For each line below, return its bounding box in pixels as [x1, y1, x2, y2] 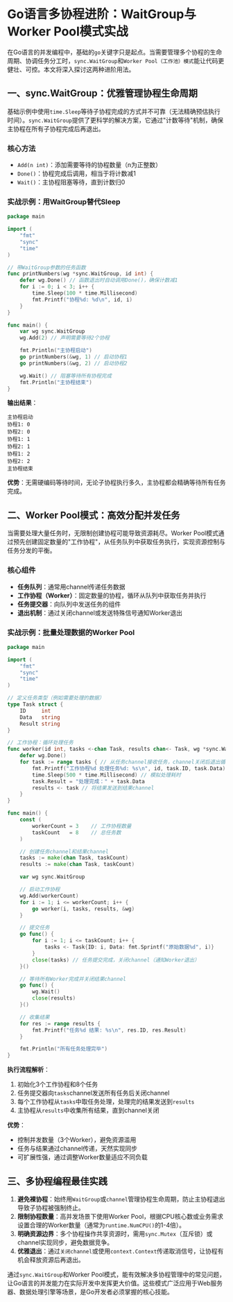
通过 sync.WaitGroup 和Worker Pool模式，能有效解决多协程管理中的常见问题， [7, 1270, 225, 1278]
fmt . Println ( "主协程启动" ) [19, 347, 92, 354]
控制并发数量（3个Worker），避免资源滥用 [17, 1136, 137, 1144]
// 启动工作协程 [19, 886, 60, 893]
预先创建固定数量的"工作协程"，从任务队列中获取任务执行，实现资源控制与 [12, 538, 226, 546]
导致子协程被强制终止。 [17, 1204, 85, 1212]
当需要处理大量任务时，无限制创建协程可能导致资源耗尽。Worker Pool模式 [7, 529, 218, 537]
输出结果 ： [7, 399, 38, 407]
